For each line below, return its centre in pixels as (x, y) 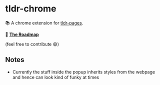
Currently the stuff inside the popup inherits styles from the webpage (84, 72)
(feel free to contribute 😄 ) (32, 44)
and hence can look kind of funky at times (56, 77)
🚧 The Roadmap (22, 34)
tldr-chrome (31, 9)
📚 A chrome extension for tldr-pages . (44, 22)
